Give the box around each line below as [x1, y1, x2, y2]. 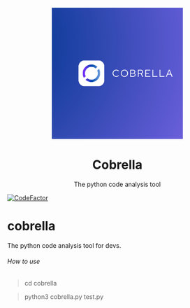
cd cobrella [24, 279, 57, 288]
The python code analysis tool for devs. [7, 241, 122, 249]
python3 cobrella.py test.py [24, 293, 103, 301]
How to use [7, 257, 41, 266]
